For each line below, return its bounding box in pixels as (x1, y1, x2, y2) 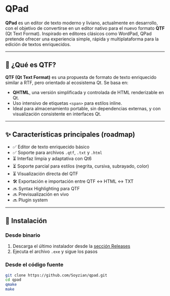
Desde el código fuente (5, 261, 64, 268)
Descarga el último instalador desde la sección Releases (12, 243, 131, 249)
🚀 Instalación (5, 216, 47, 225)
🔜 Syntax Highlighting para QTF (12, 185, 80, 191)
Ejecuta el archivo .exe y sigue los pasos (12, 248, 98, 255)
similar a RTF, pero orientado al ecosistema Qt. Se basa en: (5, 79, 129, 86)
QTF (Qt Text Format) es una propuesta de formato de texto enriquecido (5, 74, 157, 80)
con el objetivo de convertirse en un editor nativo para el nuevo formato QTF (5, 25, 165, 31)
